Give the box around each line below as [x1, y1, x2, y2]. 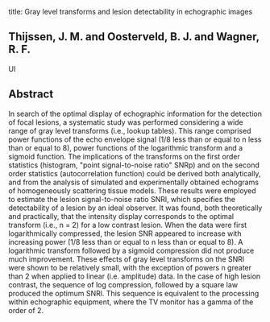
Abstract [8, 88, 54, 101]
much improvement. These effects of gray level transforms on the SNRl [8, 254, 244, 264]
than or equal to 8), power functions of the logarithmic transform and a [8, 142, 243, 152]
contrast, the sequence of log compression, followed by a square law [8, 279, 239, 289]
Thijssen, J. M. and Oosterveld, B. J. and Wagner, [8, 30, 260, 43]
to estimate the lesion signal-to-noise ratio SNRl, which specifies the [8, 194, 236, 204]
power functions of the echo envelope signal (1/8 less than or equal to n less [8, 134, 262, 144]
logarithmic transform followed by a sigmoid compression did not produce [8, 246, 255, 255]
